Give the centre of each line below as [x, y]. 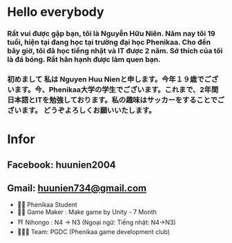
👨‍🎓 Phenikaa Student [47, 205]
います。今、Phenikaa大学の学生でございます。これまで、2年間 [113, 90]
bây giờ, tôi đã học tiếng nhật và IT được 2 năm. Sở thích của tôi [115, 51]
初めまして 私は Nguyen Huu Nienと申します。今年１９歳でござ [113, 79]
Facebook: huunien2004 [61, 165]
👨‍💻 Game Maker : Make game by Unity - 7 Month [87, 212]
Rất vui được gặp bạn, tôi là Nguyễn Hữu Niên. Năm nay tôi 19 [111, 34]
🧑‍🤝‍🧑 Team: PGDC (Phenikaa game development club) [94, 232]
